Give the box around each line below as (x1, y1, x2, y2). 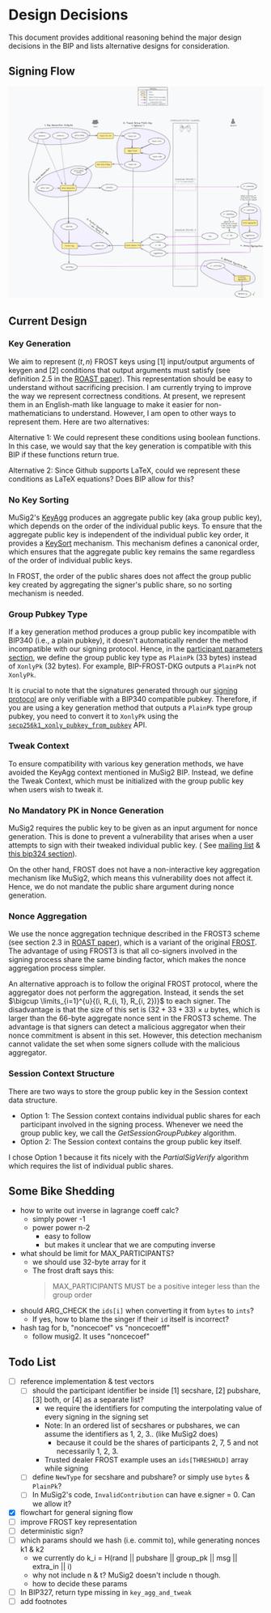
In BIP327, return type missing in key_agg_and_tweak (19, 1587, 193, 1597)
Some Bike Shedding (8, 1184, 115, 1198)
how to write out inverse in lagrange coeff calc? (19, 1206, 180, 1216)
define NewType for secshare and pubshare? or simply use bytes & (32, 1472, 250, 1482)
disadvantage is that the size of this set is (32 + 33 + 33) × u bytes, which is (8, 1005, 260, 1015)
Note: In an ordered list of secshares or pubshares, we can (44, 1420, 240, 1430)
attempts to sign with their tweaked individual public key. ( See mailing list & (8, 840, 261, 850)
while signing (44, 1463, 89, 1474)
